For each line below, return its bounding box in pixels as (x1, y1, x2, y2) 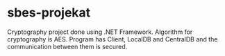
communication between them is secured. (7, 42, 128, 50)
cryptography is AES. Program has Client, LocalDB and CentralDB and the (7, 35, 218, 43)
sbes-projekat (7, 5, 91, 21)
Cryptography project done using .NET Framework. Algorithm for (7, 28, 193, 36)
